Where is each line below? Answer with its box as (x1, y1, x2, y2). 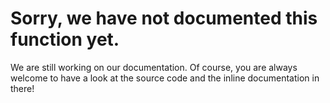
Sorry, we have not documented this (10, 7, 318, 30)
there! (10, 82, 35, 94)
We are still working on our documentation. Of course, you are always (10, 61, 298, 73)
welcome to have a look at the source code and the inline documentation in (10, 72, 320, 84)
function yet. (10, 28, 120, 51)
